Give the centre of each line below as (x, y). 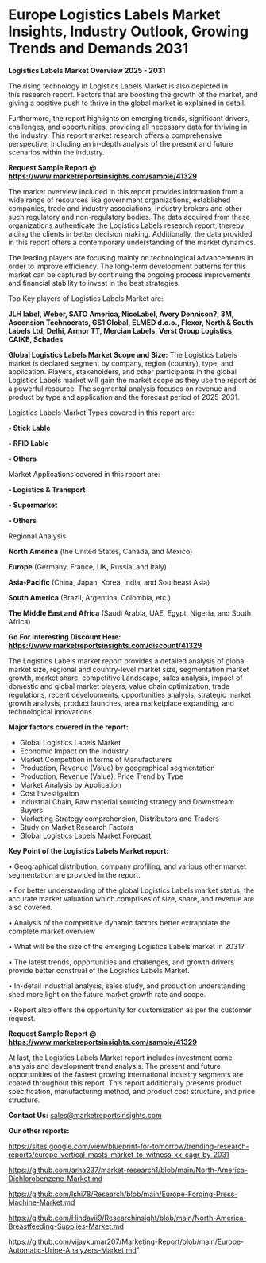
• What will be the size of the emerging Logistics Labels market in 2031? (126, 946)
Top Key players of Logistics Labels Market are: (86, 298)
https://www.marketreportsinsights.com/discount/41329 (105, 645)
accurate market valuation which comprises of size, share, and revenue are (131, 898)
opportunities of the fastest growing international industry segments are (126, 1074)
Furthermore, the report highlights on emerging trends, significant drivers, (129, 118)
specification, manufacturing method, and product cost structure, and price (132, 1091)
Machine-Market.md (42, 1202)
